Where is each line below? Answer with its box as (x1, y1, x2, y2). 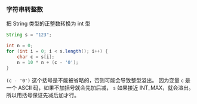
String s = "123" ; (6, 32, 52, 38)
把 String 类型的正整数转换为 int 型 (6, 20, 91, 27)
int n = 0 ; (6, 43, 33, 49)
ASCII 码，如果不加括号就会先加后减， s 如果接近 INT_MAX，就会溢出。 (17, 84, 194, 91)
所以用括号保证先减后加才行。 (6, 91, 79, 99)
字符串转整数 (6, 5, 44, 13)
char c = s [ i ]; (17, 54, 55, 60)
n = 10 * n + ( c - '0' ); (17, 59, 79, 65)
